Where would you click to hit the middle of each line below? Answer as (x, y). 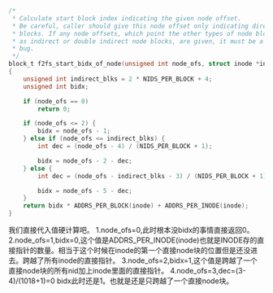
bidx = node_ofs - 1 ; (74, 131)
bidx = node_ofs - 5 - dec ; (85, 190)
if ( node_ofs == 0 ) (56, 101)
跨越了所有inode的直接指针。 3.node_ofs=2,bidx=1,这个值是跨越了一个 (140, 260)
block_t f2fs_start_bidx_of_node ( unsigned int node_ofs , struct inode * (134, 64)
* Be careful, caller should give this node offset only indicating (130, 26)
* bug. (23, 49)
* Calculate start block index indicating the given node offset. (127, 18)
